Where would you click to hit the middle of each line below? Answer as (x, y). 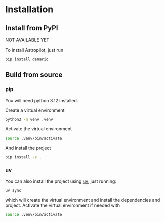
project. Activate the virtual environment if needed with (63, 205)
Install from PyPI (32, 28)
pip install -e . (24, 157)
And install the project (28, 148)
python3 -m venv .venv (29, 119)
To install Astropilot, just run (34, 50)
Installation (29, 9)
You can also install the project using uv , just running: (61, 181)
